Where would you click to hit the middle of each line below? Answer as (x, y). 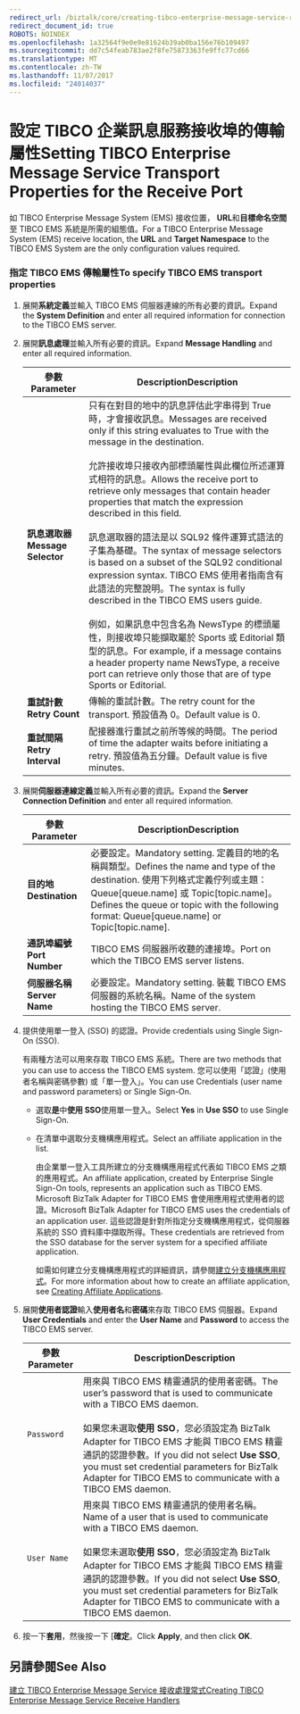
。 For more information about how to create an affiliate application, (167, 1281)
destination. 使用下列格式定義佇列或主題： (179, 879)
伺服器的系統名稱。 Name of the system (173, 995)
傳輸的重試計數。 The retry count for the (172, 701)
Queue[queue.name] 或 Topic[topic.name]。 (184, 893)
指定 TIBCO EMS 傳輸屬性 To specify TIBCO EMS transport (136, 273)
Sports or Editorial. (128, 685)
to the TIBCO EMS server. (69, 324)
